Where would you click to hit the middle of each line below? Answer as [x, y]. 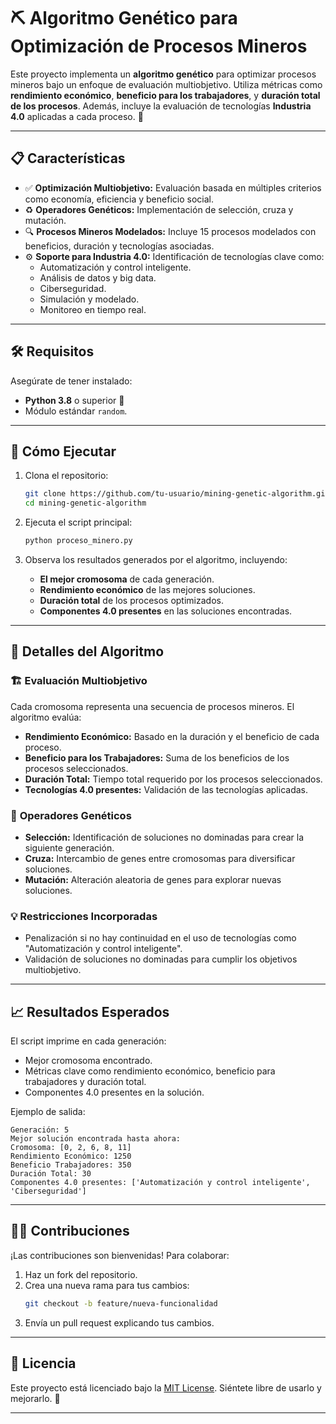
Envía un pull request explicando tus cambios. [119, 1322]
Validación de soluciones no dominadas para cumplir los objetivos [161, 959]
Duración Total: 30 [51, 1174]
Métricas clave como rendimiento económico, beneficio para [150, 1071]
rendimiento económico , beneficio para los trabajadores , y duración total [165, 95]
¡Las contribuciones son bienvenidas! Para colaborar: [120, 1255]
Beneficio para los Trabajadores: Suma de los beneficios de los [157, 757]
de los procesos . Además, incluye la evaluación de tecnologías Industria [161, 106]
